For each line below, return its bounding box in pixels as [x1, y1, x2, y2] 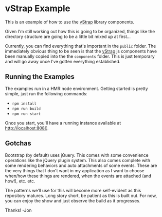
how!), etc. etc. [5, 178, 36, 184]
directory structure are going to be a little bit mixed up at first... [5, 34, 131, 39]
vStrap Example [5, 3, 71, 14]
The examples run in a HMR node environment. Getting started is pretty [5, 86, 148, 91]
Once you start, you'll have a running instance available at [5, 120, 121, 126]
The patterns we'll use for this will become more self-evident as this [5, 187, 141, 193]
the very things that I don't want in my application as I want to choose [5, 167, 144, 173]
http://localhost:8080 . [5, 125, 49, 131]
